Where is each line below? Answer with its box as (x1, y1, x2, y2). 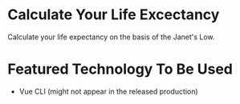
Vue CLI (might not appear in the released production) (18, 86, 198, 96)
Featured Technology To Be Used (7, 60, 234, 78)
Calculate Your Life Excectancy (7, 6, 220, 24)
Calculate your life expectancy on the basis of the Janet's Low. (7, 32, 215, 42)
